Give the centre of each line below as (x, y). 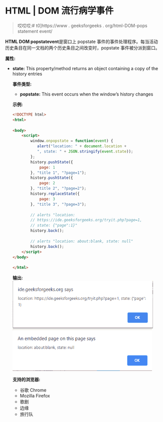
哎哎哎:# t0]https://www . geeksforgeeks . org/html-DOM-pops (82, 26)
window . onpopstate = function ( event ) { (72, 141)
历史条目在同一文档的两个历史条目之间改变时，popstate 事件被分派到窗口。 (82, 48)
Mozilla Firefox (35, 396)
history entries (27, 74)
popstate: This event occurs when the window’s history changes (86, 94)
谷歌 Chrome (33, 390)
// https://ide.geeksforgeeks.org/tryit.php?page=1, (86, 220)
